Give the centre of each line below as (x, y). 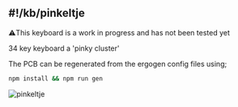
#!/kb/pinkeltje (47, 13)
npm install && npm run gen (56, 78)
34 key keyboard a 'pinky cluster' (64, 48)
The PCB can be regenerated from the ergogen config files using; (118, 64)
